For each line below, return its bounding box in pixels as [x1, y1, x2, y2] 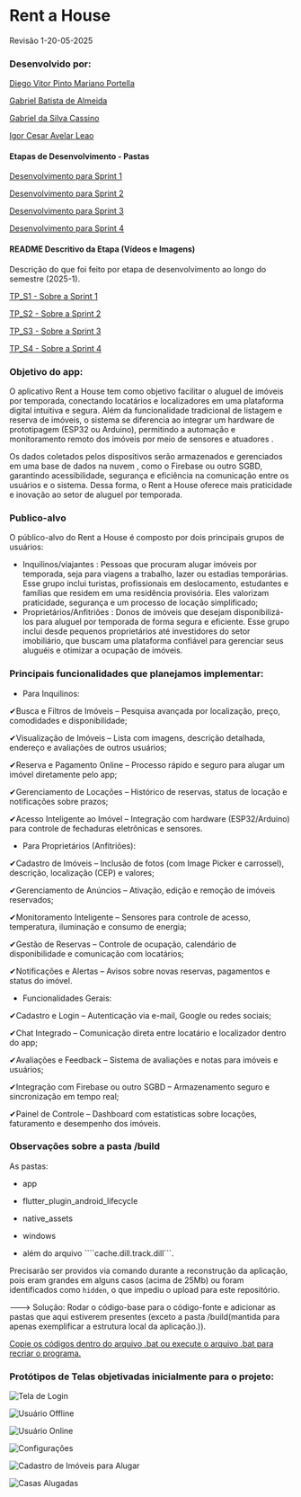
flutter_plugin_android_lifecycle [22, 1195, 138, 1206]
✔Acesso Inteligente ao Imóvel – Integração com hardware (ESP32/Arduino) [9, 813, 290, 824]
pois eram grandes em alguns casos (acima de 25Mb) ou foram [9, 1274, 244, 1286]
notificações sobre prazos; [9, 796, 109, 806]
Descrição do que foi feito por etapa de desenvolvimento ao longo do [9, 263, 267, 274]
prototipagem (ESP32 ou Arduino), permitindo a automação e [9, 423, 236, 434]
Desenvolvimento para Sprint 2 [9, 188, 124, 199]
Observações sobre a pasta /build [9, 1140, 160, 1153]
